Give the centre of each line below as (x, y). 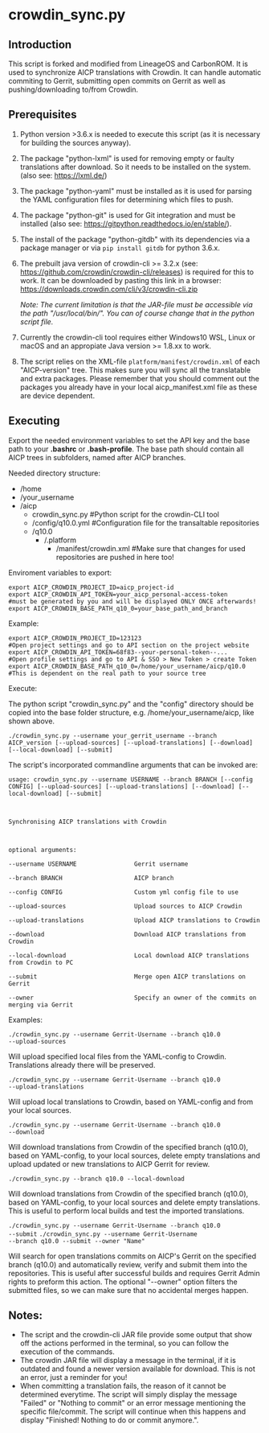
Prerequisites (43, 115)
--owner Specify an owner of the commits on (132, 998)
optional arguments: (43, 850)
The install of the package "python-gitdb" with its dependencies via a (135, 239)
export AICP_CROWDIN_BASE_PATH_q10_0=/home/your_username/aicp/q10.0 (127, 666)
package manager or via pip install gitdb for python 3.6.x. (120, 248)
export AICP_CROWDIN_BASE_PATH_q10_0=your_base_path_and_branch (118, 608)
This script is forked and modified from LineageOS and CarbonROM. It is (128, 64)
